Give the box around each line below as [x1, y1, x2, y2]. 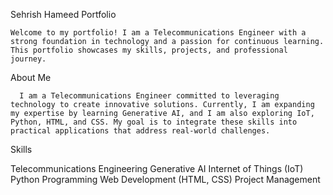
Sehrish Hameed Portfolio [10, 9, 117, 20]
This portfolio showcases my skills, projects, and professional [10, 45, 288, 55]
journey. [10, 54, 47, 64]
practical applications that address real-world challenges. [10, 126, 271, 136]
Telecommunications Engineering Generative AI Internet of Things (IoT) [10, 163, 304, 174]
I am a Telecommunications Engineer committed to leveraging [19, 91, 280, 101]
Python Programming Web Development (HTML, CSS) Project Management [10, 174, 321, 185]
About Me [10, 72, 52, 83]
